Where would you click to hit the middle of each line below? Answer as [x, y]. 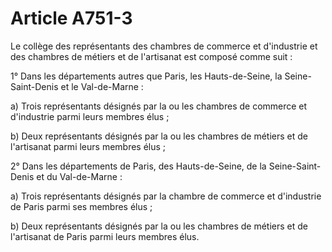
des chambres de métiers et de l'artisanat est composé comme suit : [151, 56]
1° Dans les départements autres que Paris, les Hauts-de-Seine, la [146, 76]
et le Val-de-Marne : [102, 86]
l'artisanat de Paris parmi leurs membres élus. [105, 236]
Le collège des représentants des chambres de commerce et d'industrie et [164, 46]
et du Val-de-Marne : [79, 176]
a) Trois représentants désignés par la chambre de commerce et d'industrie [166, 196]
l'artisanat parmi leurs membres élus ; [88, 146]
